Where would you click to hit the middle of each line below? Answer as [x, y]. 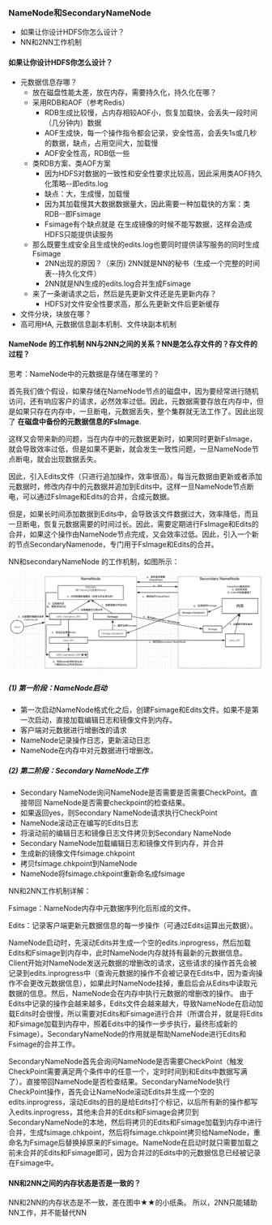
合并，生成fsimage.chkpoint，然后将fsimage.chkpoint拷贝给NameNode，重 [134, 1132]
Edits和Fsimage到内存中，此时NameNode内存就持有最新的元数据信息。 [127, 953]
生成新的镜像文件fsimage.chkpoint [77, 853]
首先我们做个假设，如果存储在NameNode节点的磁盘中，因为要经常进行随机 [134, 390]
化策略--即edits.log [76, 183]
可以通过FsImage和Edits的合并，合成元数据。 [98, 496]
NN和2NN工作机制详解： [50, 891]
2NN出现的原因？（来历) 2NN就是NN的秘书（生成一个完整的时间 [152, 263]
